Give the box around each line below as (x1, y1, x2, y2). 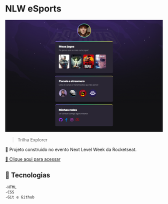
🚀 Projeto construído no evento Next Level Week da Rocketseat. (5, 146, 137, 153)
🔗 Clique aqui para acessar (5, 156, 61, 162)
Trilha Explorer (17, 137, 48, 143)
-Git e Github (5, 195, 35, 200)
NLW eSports (5, 3, 61, 15)
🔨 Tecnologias (5, 171, 50, 179)
